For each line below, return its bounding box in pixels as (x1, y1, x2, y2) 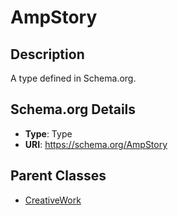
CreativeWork (24, 194, 82, 206)
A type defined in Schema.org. (10, 72, 137, 84)
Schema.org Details (10, 101, 137, 118)
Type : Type (24, 127, 73, 140)
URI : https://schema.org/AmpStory (24, 138, 168, 150)
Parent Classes (10, 167, 107, 185)
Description (10, 46, 85, 63)
